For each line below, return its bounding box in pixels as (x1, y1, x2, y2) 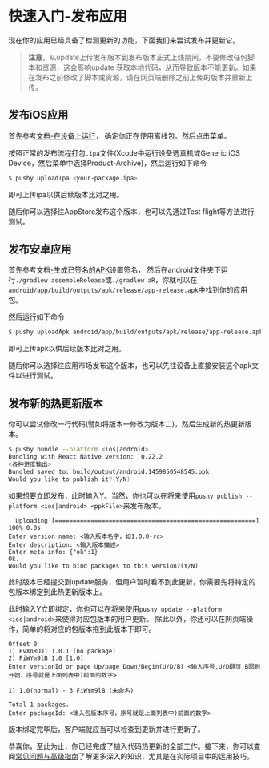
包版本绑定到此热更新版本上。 (8, 587, 106, 596)
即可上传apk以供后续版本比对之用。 (8, 344, 126, 354)
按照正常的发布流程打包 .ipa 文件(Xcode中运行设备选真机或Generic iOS (8, 148, 240, 157)
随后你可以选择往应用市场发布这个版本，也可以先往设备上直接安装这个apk (8, 361, 252, 370)
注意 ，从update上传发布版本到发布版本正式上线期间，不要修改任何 (27, 52, 248, 62)
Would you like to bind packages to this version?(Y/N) (8, 562, 199, 570)
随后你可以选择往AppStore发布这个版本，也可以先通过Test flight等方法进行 (8, 206, 255, 216)
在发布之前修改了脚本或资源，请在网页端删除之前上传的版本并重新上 (27, 72, 253, 82)
